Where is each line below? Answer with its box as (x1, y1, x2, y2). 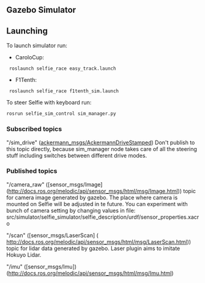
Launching (6, 26, 48, 36)
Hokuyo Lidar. (6, 251, 42, 259)
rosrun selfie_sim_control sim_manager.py (6, 111, 116, 117)
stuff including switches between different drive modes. (6, 152, 147, 159)
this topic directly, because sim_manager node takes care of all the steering (6, 145, 198, 152)
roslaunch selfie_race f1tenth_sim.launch (9, 88, 119, 94)
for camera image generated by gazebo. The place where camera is (6, 194, 178, 201)
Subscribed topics (6, 125, 62, 133)
